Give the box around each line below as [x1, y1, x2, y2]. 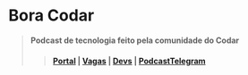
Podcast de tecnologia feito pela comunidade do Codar [30, 35, 240, 46]
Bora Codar [8, 5, 95, 26]
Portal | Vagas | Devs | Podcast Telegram [52, 55, 207, 66]
